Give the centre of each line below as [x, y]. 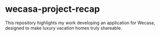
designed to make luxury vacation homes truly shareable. [64, 28]
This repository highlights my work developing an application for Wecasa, [80, 23]
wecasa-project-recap [53, 9]
